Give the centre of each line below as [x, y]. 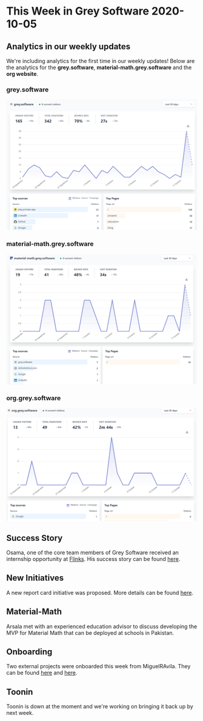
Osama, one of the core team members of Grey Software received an [92, 552]
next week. [20, 713]
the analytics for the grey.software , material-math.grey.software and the [99, 67]
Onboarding [29, 652]
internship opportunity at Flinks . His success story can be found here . [93, 559]
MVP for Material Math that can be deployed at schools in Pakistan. [90, 632]
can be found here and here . [42, 673]
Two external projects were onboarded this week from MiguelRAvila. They [98, 666]
